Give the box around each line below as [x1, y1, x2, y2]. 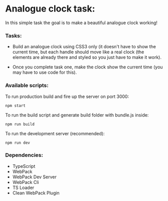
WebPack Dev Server [12, 174, 57, 180]
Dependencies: [5, 152, 44, 159]
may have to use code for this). [12, 69, 77, 75]
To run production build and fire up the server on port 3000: [5, 93, 129, 99]
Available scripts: [5, 82, 49, 89]
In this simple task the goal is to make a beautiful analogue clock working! [5, 20, 158, 26]
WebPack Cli [12, 179, 39, 185]
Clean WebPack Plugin [12, 189, 60, 196]
